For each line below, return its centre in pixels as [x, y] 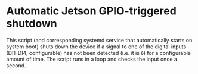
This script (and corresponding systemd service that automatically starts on [99, 40]
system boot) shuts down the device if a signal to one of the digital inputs [96, 47]
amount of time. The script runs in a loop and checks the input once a [92, 59]
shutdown [32, 24]
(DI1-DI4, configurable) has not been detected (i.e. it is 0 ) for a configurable [99, 53]
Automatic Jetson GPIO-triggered [92, 11]
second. [16, 65]
